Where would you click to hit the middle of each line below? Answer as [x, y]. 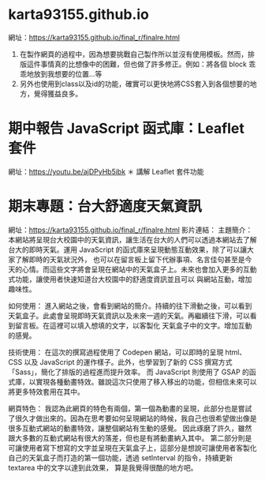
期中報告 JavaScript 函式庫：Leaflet [126, 129]
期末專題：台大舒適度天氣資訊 [105, 206]
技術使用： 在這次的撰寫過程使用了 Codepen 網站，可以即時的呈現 [116, 352]
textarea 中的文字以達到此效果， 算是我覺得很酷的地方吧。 [103, 467]
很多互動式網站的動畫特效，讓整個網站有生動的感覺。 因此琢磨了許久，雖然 [130, 428]
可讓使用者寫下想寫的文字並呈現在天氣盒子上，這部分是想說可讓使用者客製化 [132, 448]
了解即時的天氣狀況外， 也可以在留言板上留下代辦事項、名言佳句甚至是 [130, 259]
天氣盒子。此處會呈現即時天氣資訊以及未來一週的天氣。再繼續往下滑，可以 [129, 315]
